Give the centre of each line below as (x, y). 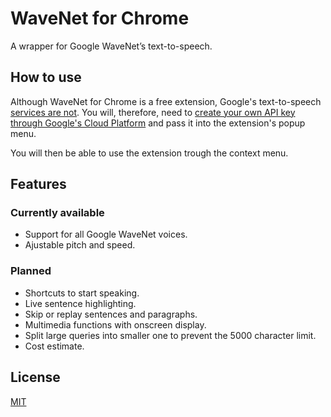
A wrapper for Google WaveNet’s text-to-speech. (111, 46)
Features (38, 184)
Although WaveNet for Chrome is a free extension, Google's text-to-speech (166, 101)
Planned (31, 271)
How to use (46, 77)
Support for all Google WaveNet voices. (106, 234)
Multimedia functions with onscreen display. (115, 324)
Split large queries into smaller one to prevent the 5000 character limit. (170, 335)
